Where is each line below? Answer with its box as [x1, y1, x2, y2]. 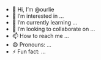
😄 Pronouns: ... [12, 41, 52, 48]
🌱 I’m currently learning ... [12, 19, 78, 26]
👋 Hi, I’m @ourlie [12, 6, 54, 13]
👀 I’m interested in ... [12, 12, 64, 20]
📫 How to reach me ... [12, 32, 69, 39]
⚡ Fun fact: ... [12, 48, 46, 55]
